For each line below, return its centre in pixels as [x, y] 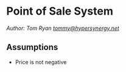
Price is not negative [41, 62]
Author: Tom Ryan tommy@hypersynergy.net [63, 28]
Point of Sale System [60, 11]
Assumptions [32, 47]
